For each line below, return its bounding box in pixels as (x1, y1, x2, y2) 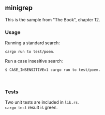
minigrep (5, 4, 33, 12)
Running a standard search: (5, 40, 60, 46)
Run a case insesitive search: (5, 58, 63, 64)
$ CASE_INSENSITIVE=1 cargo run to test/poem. (5, 67, 101, 72)
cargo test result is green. (5, 104, 58, 111)
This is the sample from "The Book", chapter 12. (5, 16, 100, 22)
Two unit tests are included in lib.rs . (5, 99, 79, 105)
